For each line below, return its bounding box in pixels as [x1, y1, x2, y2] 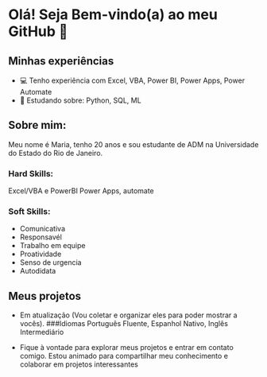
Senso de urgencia [19, 258, 82, 267]
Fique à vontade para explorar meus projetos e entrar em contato [19, 343, 234, 352]
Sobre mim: [8, 119, 67, 132]
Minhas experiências [8, 54, 114, 68]
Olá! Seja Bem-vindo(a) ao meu [8, 6, 219, 24]
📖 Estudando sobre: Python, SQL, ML [19, 95, 141, 105]
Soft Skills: [8, 206, 51, 217]
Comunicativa [19, 224, 66, 234]
